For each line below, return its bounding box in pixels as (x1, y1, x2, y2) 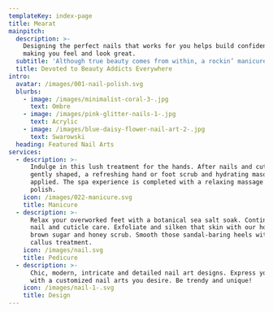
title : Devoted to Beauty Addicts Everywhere (15, 65, 173, 73)
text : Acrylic (29, 118, 79, 126)
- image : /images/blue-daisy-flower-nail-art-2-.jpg (23, 125, 206, 133)
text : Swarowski (29, 132, 85, 141)
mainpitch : (8, 27, 45, 35)
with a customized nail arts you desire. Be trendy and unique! (29, 276, 253, 284)
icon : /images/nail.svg (23, 246, 104, 254)
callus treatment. (29, 239, 93, 247)
